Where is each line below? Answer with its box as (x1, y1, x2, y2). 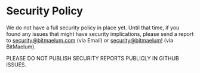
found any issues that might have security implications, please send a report (6, 30, 194, 37)
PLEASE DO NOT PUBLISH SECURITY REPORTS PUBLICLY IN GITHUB (6, 54, 179, 62)
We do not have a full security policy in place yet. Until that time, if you (6, 24, 180, 31)
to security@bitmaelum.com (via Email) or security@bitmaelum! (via (6, 36, 174, 44)
